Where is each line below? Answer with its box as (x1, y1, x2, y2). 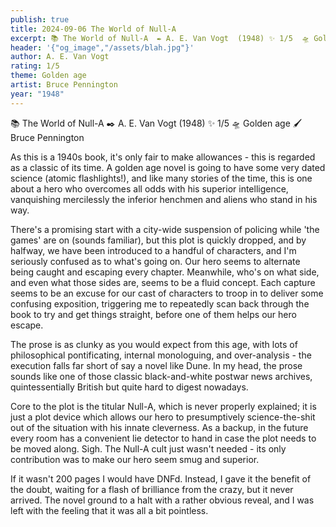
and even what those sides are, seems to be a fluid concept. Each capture (10, 276, 316, 288)
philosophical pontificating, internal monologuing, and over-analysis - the (10, 349, 312, 361)
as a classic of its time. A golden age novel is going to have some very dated (10, 161, 326, 173)
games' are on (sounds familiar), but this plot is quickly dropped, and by (10, 234, 307, 246)
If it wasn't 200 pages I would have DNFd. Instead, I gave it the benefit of (10, 472, 312, 485)
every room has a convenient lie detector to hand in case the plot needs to (10, 432, 317, 444)
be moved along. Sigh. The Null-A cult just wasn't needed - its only (10, 442, 287, 455)
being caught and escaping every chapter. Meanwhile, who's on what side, (10, 266, 320, 278)
